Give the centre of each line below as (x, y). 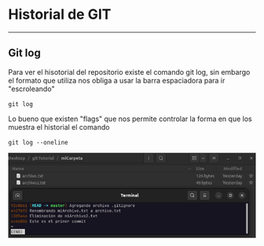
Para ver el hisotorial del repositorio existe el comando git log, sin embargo (129, 72)
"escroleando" (31, 89)
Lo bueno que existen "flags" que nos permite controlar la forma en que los (130, 119)
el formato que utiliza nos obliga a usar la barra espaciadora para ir (117, 80)
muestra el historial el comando (59, 127)
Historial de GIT (60, 15)
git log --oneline (38, 142)
